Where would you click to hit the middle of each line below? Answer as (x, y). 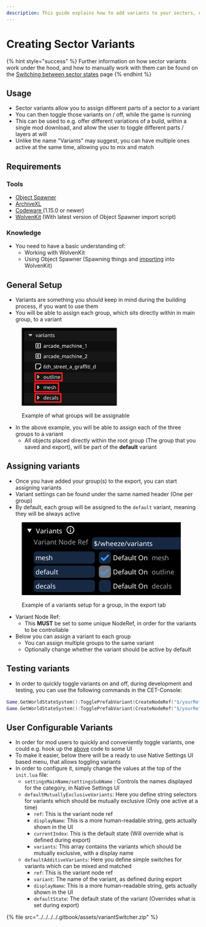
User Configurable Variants (60, 727)
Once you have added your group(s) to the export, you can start (96, 481)
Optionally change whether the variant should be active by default (108, 649)
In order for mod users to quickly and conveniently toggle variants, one (105, 742)
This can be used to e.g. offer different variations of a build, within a (101, 121)
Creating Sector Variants (71, 44)
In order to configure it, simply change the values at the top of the (98, 768)
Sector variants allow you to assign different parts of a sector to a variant (107, 108)
